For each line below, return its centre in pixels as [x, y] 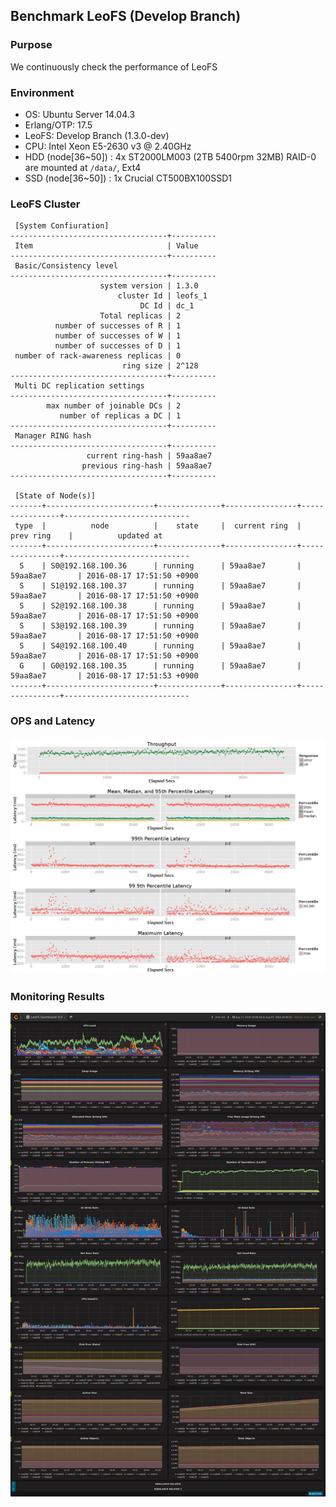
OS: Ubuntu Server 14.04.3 [80, 114]
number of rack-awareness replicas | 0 [98, 356]
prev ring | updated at [86, 536]
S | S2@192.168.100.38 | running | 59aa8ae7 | [160, 606]
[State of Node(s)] [55, 496]
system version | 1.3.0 [149, 286]
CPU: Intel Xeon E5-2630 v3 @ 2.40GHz [108, 146]
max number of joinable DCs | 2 [114, 406]
